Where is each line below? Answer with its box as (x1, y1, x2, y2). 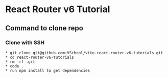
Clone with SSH (5, 39, 45, 46)
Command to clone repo (5, 24, 83, 32)
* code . (5, 63, 24, 69)
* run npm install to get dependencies (5, 68, 90, 73)
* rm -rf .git (5, 59, 36, 64)
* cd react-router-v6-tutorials (5, 55, 74, 60)
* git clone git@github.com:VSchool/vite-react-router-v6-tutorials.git (5, 50, 163, 55)
